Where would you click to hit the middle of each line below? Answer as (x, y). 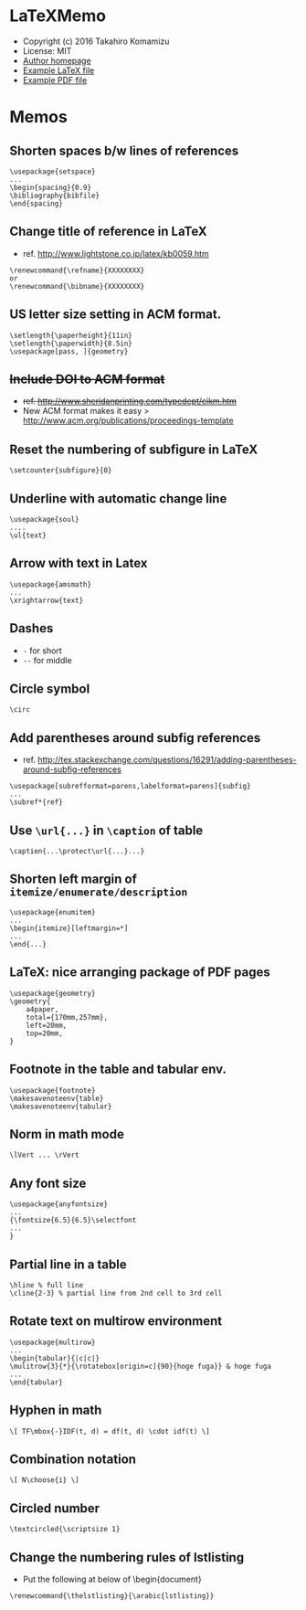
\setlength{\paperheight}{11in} (71, 335)
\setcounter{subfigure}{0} (61, 471)
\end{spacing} (37, 203)
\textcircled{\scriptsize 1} (65, 1530)
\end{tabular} (37, 1382)
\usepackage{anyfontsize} (58, 1204)
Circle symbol (50, 689)
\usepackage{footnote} (53, 1090)
